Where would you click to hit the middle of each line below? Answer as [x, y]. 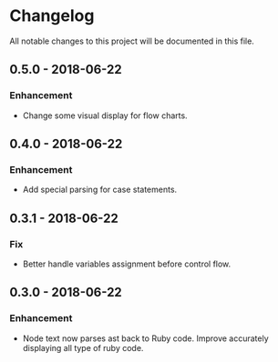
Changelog [52, 16]
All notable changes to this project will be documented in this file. [132, 41]
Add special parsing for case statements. [100, 190]
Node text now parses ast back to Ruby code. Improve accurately [145, 338]
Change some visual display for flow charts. [105, 116]
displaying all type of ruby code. [83, 347]
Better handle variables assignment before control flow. [127, 264]
